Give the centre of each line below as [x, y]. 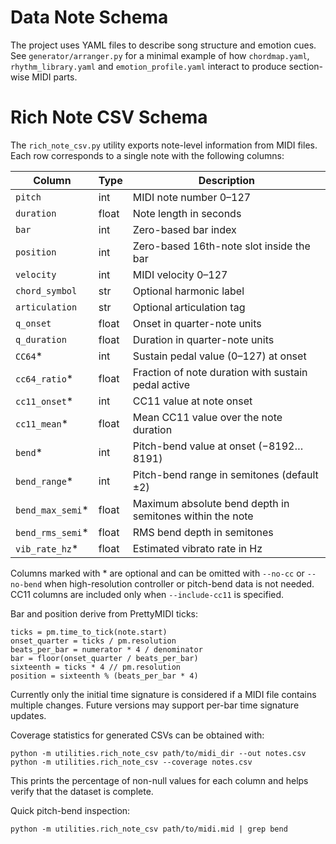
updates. [28, 715]
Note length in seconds [187, 213]
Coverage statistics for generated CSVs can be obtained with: [137, 735]
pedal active [161, 384]
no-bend [26, 584]
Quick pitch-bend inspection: [70, 810]
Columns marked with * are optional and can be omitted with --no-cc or [157, 573]
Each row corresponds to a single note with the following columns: [147, 155]
